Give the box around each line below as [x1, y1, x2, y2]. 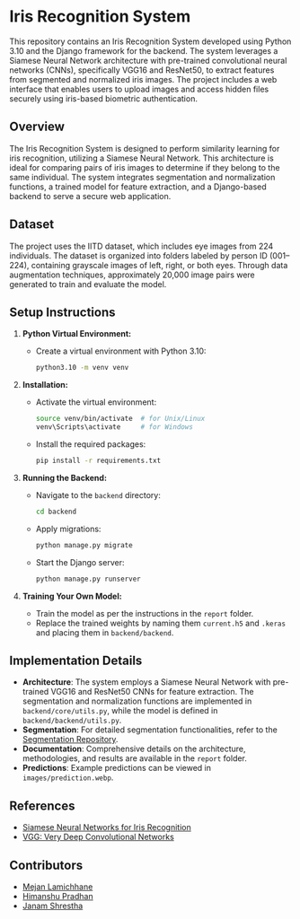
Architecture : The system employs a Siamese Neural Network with [22, 677, 271, 687]
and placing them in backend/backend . [35, 626, 174, 638]
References [9, 798, 75, 813]
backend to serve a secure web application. [9, 190, 172, 201]
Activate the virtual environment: [35, 397, 157, 407]
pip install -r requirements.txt [35, 456, 162, 465]
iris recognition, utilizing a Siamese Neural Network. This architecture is [9, 153, 274, 163]
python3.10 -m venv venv [35, 363, 129, 372]
